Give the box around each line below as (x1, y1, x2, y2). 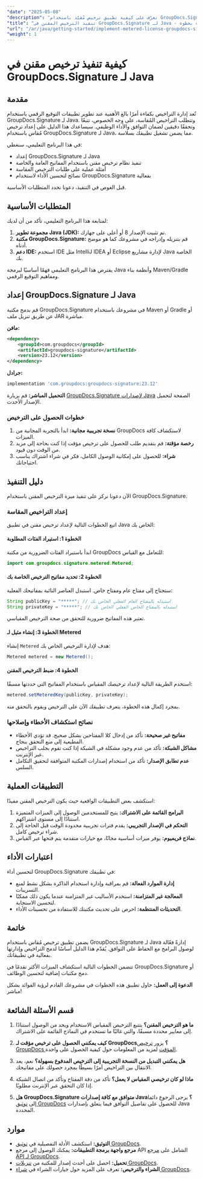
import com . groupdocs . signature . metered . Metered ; (7, 560, 134, 566)
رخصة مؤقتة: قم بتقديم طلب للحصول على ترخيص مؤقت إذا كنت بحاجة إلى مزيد (15, 440, 194, 447)
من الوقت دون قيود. (15, 446, 61, 453)
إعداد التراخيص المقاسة (7, 507, 68, 516)
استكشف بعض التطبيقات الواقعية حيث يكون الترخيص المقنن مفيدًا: (7, 797, 155, 804)
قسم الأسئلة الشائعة (7, 1005, 74, 1015)
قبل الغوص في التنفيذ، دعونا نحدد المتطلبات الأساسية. (7, 183, 126, 191)
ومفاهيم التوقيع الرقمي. (7, 272, 60, 279)
